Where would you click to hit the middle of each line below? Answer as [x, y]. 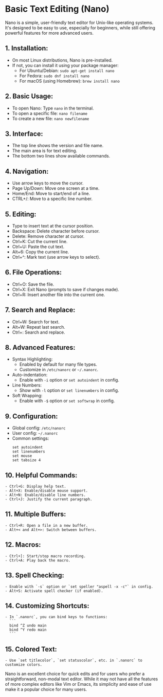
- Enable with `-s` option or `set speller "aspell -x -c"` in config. [79, 586]
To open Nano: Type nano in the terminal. [53, 108]
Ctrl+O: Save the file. [33, 284]
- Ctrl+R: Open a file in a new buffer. [47, 525]
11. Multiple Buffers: [36, 514]
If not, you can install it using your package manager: [65, 65]
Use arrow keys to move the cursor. [48, 183]
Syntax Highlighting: [32, 359]
